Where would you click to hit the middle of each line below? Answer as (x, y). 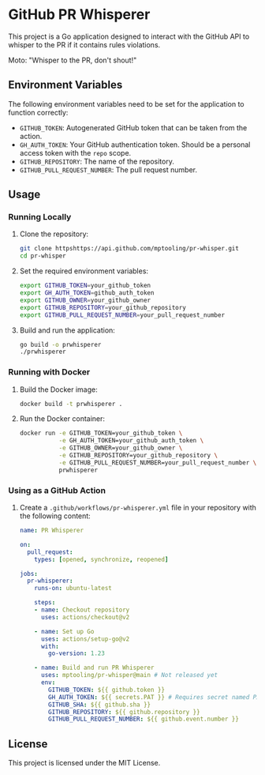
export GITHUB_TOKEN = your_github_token (85, 286)
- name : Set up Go (64, 631)
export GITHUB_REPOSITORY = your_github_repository (103, 307)
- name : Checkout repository (82, 610)
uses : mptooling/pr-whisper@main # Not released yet (129, 675)
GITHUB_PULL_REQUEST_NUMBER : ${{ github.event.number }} (144, 719)
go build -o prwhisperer (60, 344)
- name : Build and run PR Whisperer (94, 668)
